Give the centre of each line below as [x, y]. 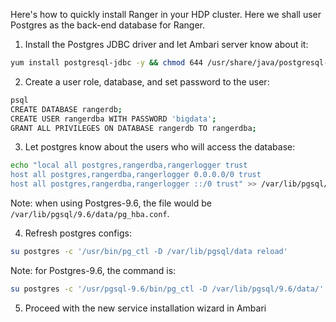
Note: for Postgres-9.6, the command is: [93, 270]
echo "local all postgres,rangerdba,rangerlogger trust [129, 165]
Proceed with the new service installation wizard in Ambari [145, 308]
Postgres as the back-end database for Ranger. [107, 25]
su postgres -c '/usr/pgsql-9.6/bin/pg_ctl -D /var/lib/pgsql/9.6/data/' [167, 289]
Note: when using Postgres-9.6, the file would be [111, 203]
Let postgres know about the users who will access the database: [160, 147]
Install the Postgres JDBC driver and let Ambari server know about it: [166, 44]
